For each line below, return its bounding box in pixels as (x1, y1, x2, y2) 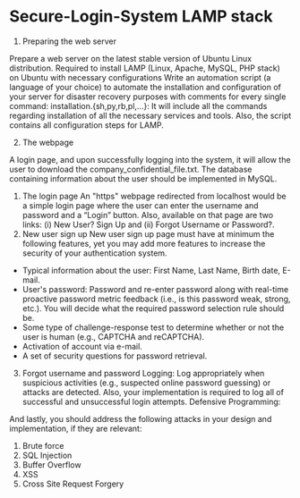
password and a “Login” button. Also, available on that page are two (21, 209, 274, 220)
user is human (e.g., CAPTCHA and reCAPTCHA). (21, 331, 205, 342)
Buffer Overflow (21, 459, 82, 470)
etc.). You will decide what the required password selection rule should (21, 302, 285, 314)
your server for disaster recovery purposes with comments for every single (9, 91, 287, 102)
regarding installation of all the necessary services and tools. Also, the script (9, 110, 292, 121)
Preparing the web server (21, 36, 117, 46)
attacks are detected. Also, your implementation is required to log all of (21, 386, 285, 397)
